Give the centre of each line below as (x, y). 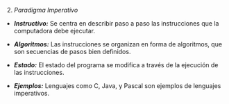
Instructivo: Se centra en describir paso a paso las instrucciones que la (116, 23)
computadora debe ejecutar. (54, 31)
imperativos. (32, 93)
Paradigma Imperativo (46, 10)
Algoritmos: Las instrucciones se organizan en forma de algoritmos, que (118, 44)
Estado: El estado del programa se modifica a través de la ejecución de (116, 65)
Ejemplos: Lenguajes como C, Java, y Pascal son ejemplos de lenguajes (117, 86)
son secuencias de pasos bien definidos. (72, 52)
